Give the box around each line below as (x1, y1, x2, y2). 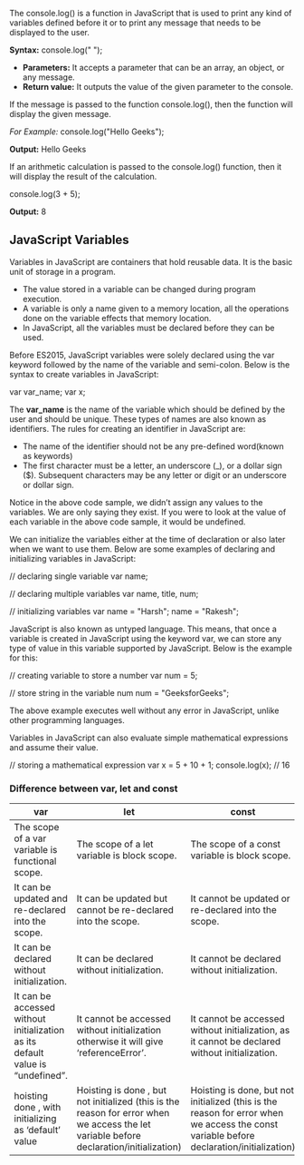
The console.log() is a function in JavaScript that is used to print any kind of (9, 8, 292, 18)
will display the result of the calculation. (9, 171, 157, 181)
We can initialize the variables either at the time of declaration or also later (9, 534, 286, 544)
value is (14, 1058, 47, 1071)
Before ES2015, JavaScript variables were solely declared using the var (9, 349, 275, 360)
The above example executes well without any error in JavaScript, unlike (9, 705, 280, 716)
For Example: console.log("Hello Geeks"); (9, 126, 165, 137)
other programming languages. (9, 714, 125, 725)
